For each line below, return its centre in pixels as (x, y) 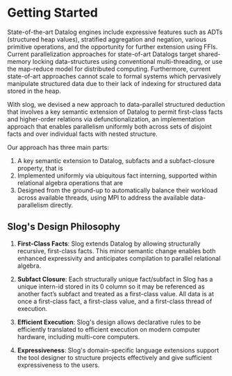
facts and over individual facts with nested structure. (83, 134)
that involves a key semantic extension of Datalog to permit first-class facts (115, 112)
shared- (209, 54)
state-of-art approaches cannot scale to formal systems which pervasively (114, 76)
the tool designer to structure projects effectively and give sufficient (114, 357)
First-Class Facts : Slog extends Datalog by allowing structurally (109, 243)
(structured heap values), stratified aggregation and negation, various (107, 39)
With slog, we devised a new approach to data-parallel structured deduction (116, 104)
